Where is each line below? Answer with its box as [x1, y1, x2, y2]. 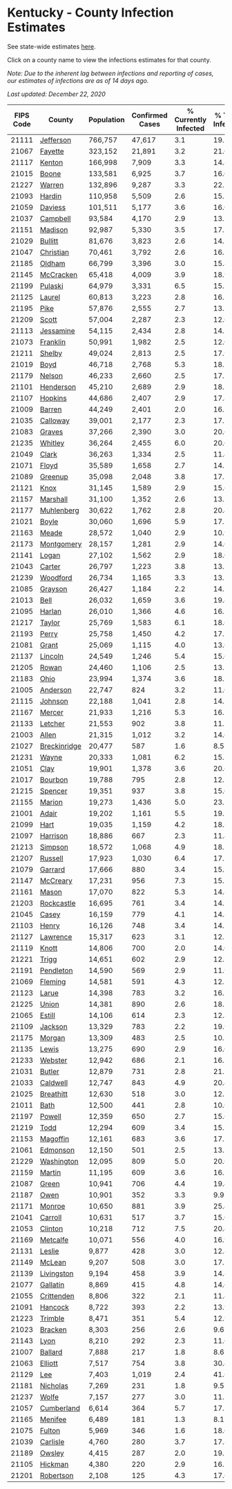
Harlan [39, 606, 62, 616]
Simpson [39, 842, 69, 852]
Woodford [39, 573, 72, 582]
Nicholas [39, 1381, 69, 1390]
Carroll [39, 1212, 62, 1222]
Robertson [39, 1470, 74, 1480]
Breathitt [39, 1089, 68, 1099]
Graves [39, 427, 64, 436]
